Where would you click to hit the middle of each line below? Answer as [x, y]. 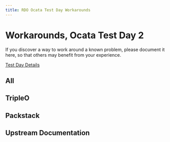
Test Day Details [23, 65]
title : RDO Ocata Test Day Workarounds [48, 10]
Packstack [23, 115]
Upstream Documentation [48, 133]
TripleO [17, 98]
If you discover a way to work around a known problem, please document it [85, 50]
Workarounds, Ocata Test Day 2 [75, 35]
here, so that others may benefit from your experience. [63, 55]
